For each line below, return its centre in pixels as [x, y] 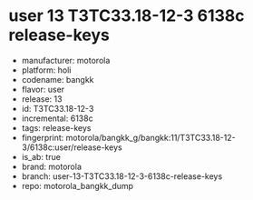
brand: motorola [52, 166]
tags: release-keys [56, 127]
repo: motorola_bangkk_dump [77, 185]
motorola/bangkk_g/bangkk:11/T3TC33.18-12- [151, 137]
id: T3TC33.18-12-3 [58, 108]
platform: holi [46, 70]
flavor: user [43, 89]
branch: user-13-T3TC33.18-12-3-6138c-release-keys [122, 176]
